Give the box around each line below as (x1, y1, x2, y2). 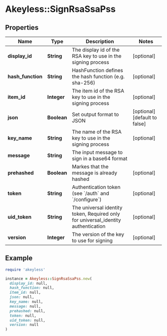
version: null (9, 322, 39, 328)
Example (5, 254, 33, 262)
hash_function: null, (9, 285, 55, 290)
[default (132, 114, 152, 121)
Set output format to (72, 111, 119, 118)
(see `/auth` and (72, 190, 109, 197)
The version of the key (72, 231, 124, 238)
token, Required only (72, 210, 120, 217)
